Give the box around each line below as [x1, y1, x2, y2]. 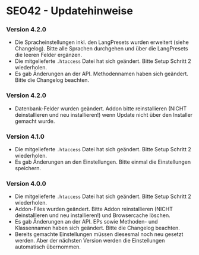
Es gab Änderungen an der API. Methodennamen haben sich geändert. [14, 70, 189, 78]
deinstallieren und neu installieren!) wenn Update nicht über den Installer [14, 111, 193, 118]
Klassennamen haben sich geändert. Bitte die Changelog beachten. [14, 224, 180, 232]
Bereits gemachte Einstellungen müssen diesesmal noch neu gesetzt [14, 231, 184, 238]
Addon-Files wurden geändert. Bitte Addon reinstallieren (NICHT [14, 206, 173, 213]
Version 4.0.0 [6, 180, 46, 187]
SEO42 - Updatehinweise [6, 4, 134, 18]
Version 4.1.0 [6, 132, 45, 141]
